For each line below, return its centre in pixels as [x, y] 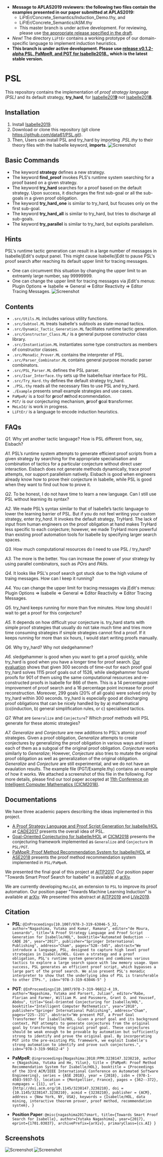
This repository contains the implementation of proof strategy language [77, 92]
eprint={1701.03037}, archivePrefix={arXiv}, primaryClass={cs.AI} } [84, 1123]
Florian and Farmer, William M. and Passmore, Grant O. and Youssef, [84, 998]
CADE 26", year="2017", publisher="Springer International [73, 941]
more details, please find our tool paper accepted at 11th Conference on [77, 779]
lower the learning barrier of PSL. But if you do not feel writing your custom [80, 514]
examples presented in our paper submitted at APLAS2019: [73, 12]
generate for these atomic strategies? [43, 723]
